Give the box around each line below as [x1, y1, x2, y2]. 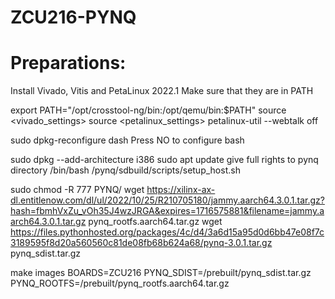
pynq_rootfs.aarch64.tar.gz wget [88, 216, 223, 228]
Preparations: [10, 52, 127, 75]
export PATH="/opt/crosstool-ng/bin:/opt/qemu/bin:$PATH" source [10, 104, 287, 116]
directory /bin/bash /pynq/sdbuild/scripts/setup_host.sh [10, 164, 241, 176]
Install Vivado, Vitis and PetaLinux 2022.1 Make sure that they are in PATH [10, 85, 314, 97]
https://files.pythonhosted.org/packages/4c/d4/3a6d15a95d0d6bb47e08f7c [10, 226, 325, 238]
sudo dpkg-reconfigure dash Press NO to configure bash [10, 134, 245, 146]
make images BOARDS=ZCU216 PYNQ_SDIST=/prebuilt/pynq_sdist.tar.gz [10, 267, 312, 279]
